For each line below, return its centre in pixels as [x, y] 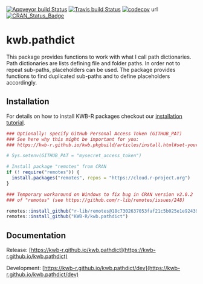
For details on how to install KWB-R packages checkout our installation [94, 116]
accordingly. [22, 82]
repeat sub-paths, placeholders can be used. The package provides [91, 69]
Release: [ [19, 250]
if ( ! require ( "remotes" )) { [43, 172]
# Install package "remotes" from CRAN [56, 167]
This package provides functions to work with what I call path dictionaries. [99, 57]
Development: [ [25, 268]
